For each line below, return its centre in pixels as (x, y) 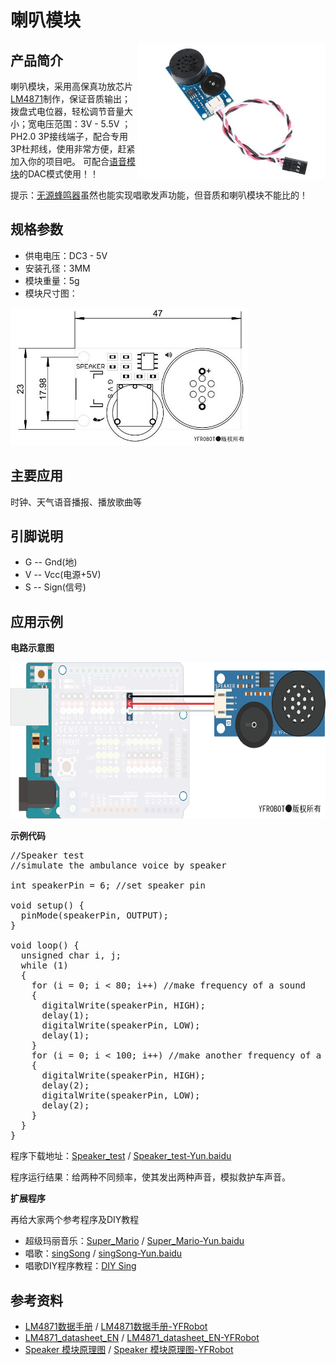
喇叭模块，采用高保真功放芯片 (71, 86)
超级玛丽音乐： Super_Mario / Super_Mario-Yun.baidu (134, 1241)
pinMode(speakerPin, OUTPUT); (94, 915)
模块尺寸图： (51, 293)
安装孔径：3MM (57, 268)
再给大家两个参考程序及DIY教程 (75, 1220)
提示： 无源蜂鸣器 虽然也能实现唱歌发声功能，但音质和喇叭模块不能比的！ (159, 195)
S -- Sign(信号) (55, 587)
